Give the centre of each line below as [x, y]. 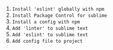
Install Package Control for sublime [60, 16]
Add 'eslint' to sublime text [50, 35]
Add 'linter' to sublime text [50, 28]
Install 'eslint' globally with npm [58, 9]
